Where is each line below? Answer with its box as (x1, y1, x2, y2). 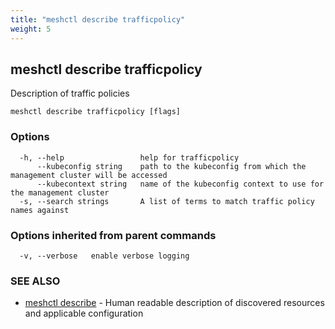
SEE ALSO (10, 274, 61, 288)
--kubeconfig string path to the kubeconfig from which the (36, 161, 307, 171)
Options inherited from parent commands (10, 228, 217, 242)
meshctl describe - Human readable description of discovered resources (24, 297, 325, 309)
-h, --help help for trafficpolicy (19, 152, 240, 163)
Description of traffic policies (10, 87, 130, 100)
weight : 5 (10, 24, 52, 34)
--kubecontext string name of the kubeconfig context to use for (36, 179, 325, 189)
